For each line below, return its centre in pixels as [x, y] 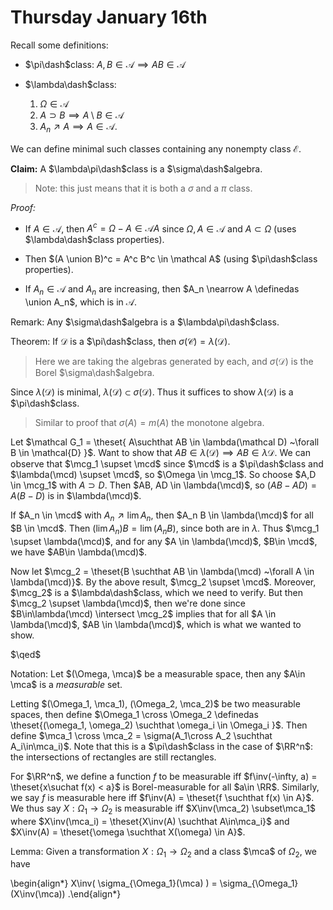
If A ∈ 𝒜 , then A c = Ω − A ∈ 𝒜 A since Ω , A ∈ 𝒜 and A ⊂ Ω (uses [160, 228]
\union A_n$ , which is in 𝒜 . [81, 302]
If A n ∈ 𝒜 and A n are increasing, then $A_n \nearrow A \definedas [162, 290]
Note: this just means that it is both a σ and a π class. [143, 188]
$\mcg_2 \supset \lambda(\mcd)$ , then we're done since [128, 603]
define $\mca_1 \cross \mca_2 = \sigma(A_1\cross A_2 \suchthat [141, 735]
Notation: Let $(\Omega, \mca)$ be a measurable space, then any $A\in [158, 673]
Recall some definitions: [59, 45]
